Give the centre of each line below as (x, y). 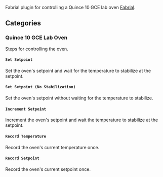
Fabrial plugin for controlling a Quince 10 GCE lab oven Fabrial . (70, 7)
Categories (23, 23)
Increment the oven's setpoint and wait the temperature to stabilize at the (82, 120)
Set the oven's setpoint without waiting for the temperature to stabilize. (79, 98)
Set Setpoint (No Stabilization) (40, 87)
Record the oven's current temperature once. (52, 147)
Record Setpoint (22, 158)
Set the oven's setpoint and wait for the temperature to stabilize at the (78, 70)
